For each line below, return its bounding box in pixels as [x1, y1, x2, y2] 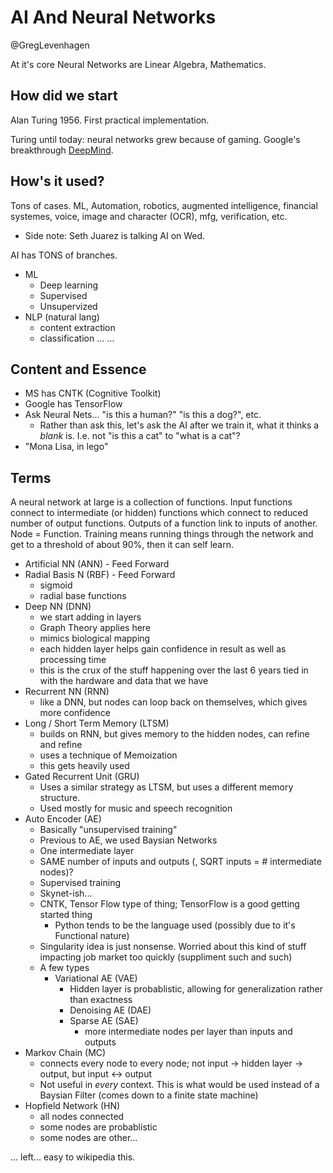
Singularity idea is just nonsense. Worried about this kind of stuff [39, 941, 307, 953]
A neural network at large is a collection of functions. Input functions [10, 496, 293, 508]
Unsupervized [39, 300, 98, 312]
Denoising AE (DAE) [69, 1004, 152, 1016]
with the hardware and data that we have [39, 675, 209, 687]
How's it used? [10, 173, 105, 190]
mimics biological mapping [39, 632, 151, 645]
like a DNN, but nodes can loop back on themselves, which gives [39, 696, 308, 708]
